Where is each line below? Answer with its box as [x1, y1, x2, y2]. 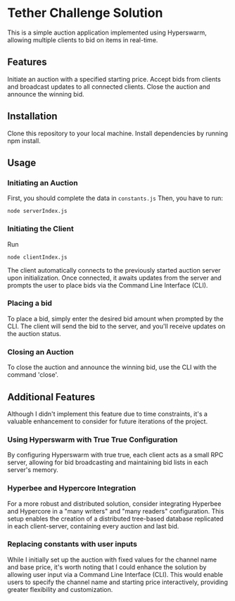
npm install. [7, 136, 41, 145]
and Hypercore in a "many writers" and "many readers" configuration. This [7, 507, 224, 515]
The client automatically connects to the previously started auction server [7, 266, 221, 274]
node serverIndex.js [7, 208, 68, 215]
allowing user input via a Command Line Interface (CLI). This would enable [7, 570, 224, 578]
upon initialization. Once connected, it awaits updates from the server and [7, 273, 222, 282]
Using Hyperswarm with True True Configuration [7, 435, 178, 445]
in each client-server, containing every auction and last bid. [7, 521, 179, 530]
